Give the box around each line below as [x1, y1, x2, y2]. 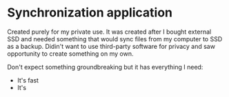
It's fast [17, 76, 39, 84]
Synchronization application [7, 5, 172, 21]
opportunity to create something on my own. [7, 50, 134, 58]
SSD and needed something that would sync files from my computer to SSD [7, 34, 223, 43]
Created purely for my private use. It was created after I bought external [7, 28, 212, 36]
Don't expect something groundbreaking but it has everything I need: [7, 63, 203, 71]
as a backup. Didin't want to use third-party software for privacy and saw [7, 42, 216, 50]
